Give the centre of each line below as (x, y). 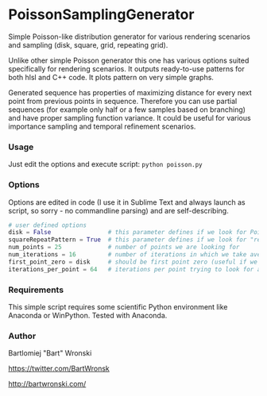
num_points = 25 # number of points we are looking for (124, 248)
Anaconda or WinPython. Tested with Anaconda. (88, 315)
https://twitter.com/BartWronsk (59, 369)
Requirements (36, 290)
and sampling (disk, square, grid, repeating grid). (88, 44)
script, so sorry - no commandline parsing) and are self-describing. (118, 210)
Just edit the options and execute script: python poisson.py (105, 164)
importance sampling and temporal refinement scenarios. (102, 126)
